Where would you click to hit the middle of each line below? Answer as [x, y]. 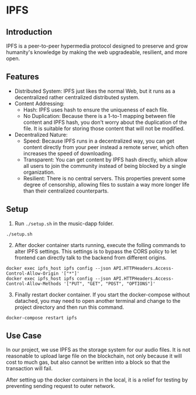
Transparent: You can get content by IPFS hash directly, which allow [105, 160]
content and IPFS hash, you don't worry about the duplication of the [105, 122]
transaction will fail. [30, 369]
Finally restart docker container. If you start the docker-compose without [102, 295]
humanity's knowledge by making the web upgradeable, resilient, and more [97, 52]
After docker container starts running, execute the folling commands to [100, 245]
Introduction [29, 32]
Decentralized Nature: [41, 134]
